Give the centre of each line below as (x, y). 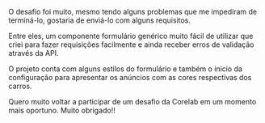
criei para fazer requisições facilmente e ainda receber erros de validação (131, 45)
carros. (20, 86)
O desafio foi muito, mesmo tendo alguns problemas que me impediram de (132, 12)
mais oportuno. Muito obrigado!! (62, 110)
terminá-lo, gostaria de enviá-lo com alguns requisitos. (100, 20)
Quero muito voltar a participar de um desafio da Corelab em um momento (132, 102)
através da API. (34, 53)
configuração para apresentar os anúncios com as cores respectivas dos (130, 77)
